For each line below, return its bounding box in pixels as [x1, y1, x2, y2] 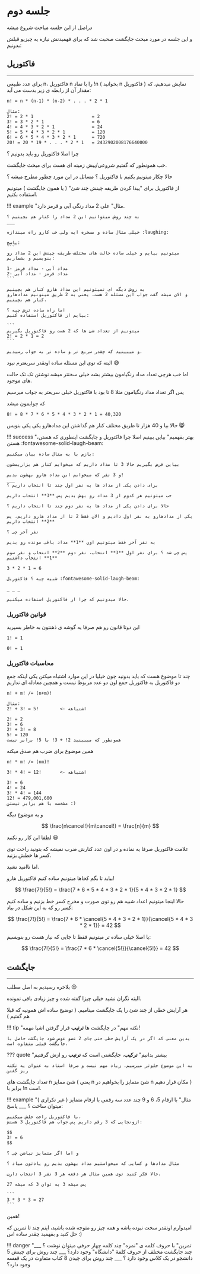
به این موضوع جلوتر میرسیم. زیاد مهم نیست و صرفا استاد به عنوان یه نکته [7, 1063, 193, 1069]
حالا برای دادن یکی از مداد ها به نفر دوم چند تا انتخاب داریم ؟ [7, 503, 169, 509]
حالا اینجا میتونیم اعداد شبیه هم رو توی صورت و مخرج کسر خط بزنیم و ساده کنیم [7, 898, 185, 905]
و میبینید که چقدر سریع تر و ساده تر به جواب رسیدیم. [7, 348, 143, 354]
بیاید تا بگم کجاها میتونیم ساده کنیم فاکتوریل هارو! [7, 875, 115, 882]
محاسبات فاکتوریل [7, 659, 54, 667]
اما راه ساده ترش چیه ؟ [7, 307, 66, 313]
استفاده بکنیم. [7, 190, 38, 198]
